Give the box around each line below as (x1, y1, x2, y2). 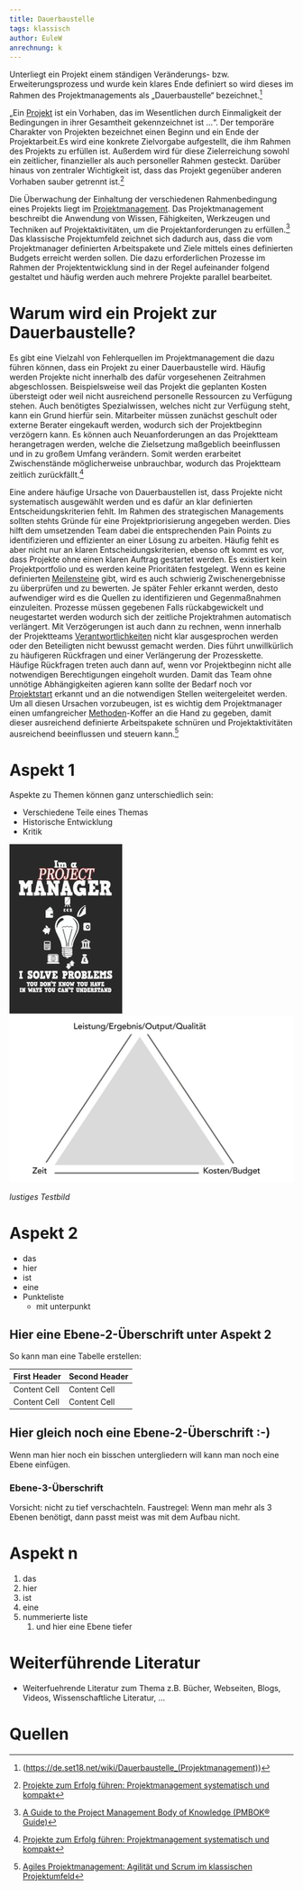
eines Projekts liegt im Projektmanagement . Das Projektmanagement (9, 203, 264, 214)
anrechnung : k (9, 43, 63, 52)
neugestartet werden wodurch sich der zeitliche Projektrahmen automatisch (9, 611, 291, 622)
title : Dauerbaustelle (9, 14, 95, 23)
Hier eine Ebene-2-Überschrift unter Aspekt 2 (9, 1327, 272, 1343)
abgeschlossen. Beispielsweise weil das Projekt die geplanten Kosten (9, 381, 268, 392)
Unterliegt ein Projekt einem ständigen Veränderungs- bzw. (9, 69, 230, 80)
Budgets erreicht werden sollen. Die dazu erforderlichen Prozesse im (9, 253, 266, 264)
